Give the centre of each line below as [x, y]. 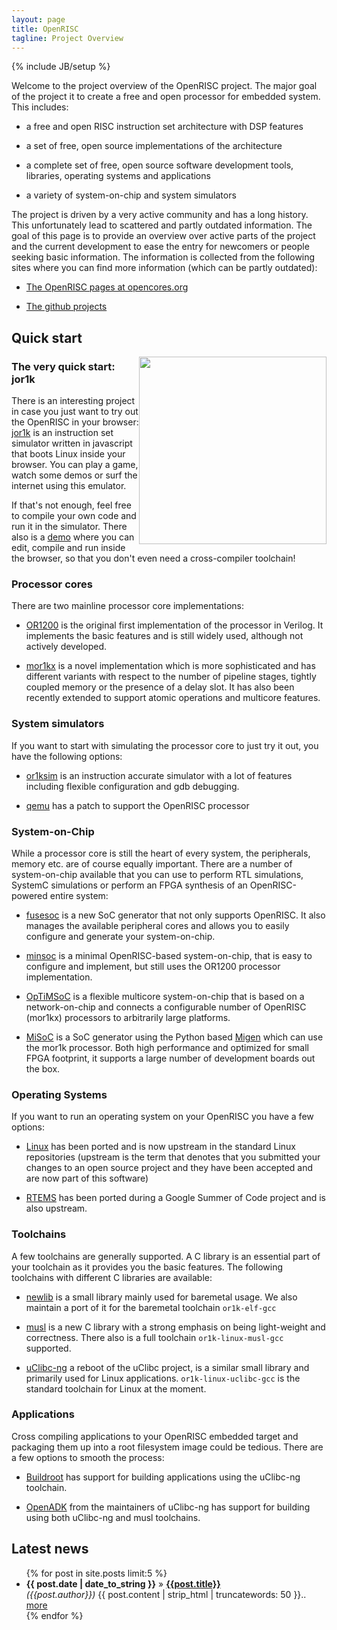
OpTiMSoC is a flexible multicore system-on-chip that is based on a [165, 996]
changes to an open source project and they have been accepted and [169, 1168]
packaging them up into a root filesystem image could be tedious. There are [167, 1447]
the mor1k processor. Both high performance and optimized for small [167, 1047]
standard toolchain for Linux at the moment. [116, 1388]
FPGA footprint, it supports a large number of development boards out [170, 1058]
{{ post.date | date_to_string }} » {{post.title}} [123, 1583]
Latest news [50, 1549]
